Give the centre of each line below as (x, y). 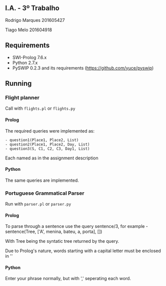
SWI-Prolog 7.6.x (30, 57)
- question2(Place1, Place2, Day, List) (48, 144)
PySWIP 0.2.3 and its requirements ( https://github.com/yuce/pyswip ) (83, 68)
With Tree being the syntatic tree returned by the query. (62, 241)
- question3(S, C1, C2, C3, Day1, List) (48, 148)
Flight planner (22, 97)
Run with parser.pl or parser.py (38, 204)
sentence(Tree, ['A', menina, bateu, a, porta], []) (54, 232)
